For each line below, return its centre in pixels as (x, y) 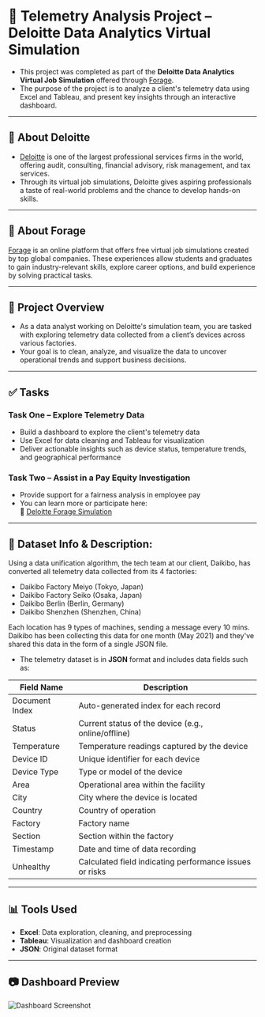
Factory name (104, 823)
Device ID (30, 759)
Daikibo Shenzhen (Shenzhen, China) (80, 612)
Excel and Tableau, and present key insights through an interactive (128, 96)
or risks (92, 871)
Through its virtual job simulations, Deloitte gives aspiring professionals (136, 182)
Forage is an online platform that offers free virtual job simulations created (129, 250)
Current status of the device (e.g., (141, 724)
